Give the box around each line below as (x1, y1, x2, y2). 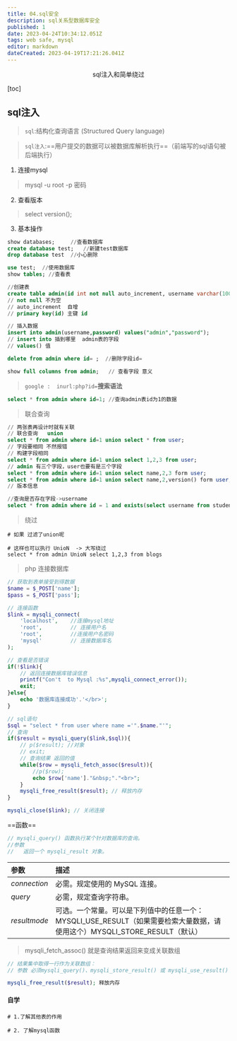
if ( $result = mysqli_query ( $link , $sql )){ (7, 735, 131, 743)
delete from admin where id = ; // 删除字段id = (7, 355, 142, 362)
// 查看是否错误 (7, 656, 49, 663)
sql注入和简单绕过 (92, 70, 145, 78)
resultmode (11, 915, 49, 925)
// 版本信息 (7, 482, 39, 490)
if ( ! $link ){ (7, 663, 42, 670)
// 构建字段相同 (7, 450, 49, 457)
